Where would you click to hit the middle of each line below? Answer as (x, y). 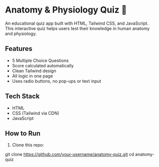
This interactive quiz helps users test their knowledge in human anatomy (77, 28)
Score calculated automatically (43, 65)
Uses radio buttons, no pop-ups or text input (56, 81)
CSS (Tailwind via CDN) (36, 113)
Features (19, 49)
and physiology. (21, 33)
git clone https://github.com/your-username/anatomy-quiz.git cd (70, 154)
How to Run (23, 133)
